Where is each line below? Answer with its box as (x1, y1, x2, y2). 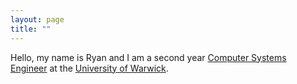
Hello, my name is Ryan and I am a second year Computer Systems (10, 51, 287, 63)
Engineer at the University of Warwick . (10, 62, 169, 74)
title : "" (10, 24, 52, 34)
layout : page (10, 14, 65, 25)
